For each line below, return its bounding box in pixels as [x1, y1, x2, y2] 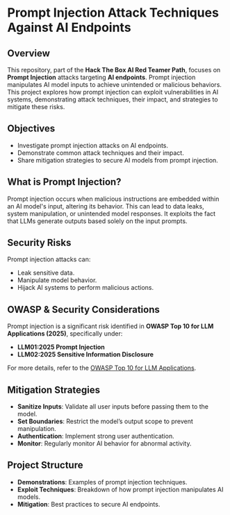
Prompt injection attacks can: [7, 255, 91, 263]
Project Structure [7, 459, 83, 471]
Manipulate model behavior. [17, 276, 97, 284]
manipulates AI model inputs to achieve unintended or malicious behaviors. [7, 81, 222, 88]
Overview [7, 47, 51, 59]
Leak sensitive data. [17, 269, 75, 277]
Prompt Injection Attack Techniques [7, 5, 219, 21]
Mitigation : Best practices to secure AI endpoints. [17, 500, 161, 508]
